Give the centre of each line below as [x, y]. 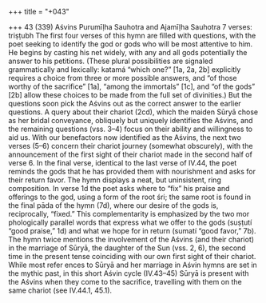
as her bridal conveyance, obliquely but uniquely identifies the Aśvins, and [131, 120]
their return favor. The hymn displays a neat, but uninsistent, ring [115, 180]
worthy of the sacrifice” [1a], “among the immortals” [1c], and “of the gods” [132, 86]
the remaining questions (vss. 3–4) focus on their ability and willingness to [131, 129]
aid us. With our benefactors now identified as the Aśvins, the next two [125, 138]
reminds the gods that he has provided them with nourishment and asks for [132, 171]
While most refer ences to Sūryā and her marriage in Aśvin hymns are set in [133, 265]
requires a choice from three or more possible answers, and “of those [123, 78]
